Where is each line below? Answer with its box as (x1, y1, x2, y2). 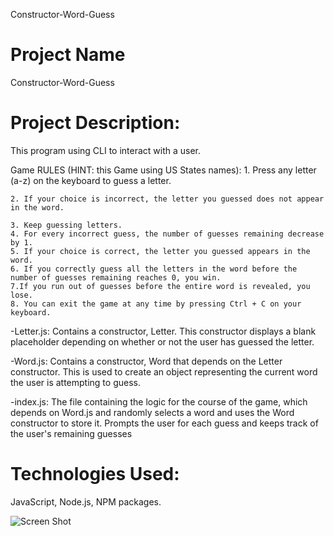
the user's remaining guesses (10, 427, 133, 439)
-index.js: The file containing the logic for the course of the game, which (10, 395, 308, 408)
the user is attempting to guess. (10, 376, 141, 388)
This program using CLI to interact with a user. (10, 144, 202, 156)
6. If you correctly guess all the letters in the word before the (10, 264, 298, 274)
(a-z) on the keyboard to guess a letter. (10, 174, 172, 186)
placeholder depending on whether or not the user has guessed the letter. (10, 335, 315, 348)
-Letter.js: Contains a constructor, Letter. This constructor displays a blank (10, 325, 317, 337)
